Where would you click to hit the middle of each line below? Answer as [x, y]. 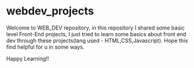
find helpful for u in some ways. [45, 47]
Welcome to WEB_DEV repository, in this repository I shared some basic [95, 28]
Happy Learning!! [28, 58]
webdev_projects [50, 11]
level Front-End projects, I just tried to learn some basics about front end [96, 34]
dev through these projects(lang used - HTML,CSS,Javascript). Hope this [97, 40]
